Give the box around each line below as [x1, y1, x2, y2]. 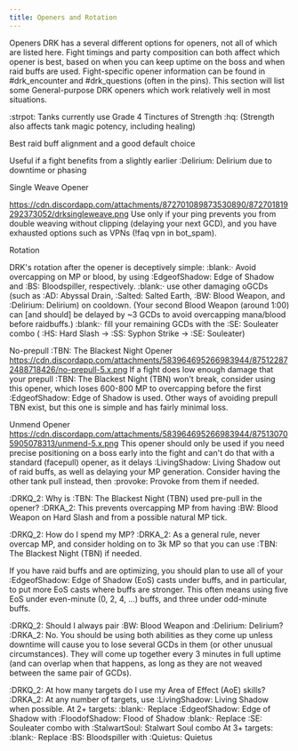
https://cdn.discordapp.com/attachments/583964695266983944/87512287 [9, 355, 288, 365]
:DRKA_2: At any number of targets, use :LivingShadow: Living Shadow [9, 694, 270, 705]
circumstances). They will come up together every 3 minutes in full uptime [9, 648, 282, 659]
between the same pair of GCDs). [9, 667, 132, 678]
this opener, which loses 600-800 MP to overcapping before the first [9, 383, 262, 394]
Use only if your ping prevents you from [130, 208, 277, 219]
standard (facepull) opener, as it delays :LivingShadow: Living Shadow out [9, 457, 281, 467]
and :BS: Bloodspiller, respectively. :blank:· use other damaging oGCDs [9, 281, 269, 292]
